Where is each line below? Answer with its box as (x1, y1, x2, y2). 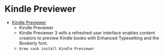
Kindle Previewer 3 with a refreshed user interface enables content (19, 30, 156, 36)
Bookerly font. (19, 40, 48, 46)
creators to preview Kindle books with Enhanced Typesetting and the (19, 35, 160, 41)
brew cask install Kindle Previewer (19, 46, 95, 51)
